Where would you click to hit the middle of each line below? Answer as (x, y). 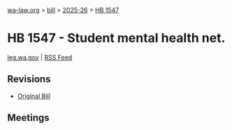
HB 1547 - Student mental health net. (116, 38)
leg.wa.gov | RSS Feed (40, 57)
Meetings (29, 118)
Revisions (29, 79)
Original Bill (34, 96)
